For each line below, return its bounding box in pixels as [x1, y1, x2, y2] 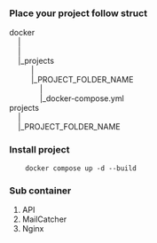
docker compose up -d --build [25, 163, 137, 173]
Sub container [9, 184, 72, 197]
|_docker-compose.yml [39, 93, 124, 104]
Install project [9, 144, 70, 156]
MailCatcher [21, 214, 67, 224]
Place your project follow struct [9, 7, 148, 20]
